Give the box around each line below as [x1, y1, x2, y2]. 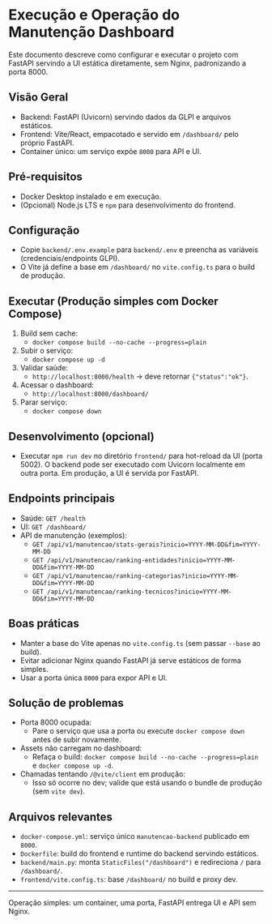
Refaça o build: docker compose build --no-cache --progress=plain [32, 752, 259, 762]
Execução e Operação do [8, 6, 181, 24]
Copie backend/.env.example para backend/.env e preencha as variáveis [19, 245, 259, 255]
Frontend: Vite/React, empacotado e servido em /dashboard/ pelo [19, 129, 239, 139]
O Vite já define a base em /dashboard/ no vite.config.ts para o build [19, 262, 255, 272]
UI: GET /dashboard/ [19, 521, 87, 532]
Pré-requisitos [8, 170, 83, 184]
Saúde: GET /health [19, 513, 87, 523]
